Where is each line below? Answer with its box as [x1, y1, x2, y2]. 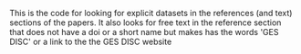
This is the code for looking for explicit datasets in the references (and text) [9, 8, 293, 18]
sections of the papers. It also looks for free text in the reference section [9, 17, 282, 28]
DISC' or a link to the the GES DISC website [9, 36, 172, 47]
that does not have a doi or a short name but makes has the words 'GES [9, 27, 279, 37]
